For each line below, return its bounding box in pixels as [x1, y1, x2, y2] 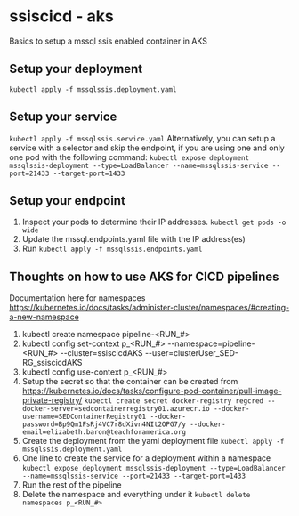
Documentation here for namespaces [9, 293, 146, 303]
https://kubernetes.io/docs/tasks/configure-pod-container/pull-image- [21, 385, 282, 397]
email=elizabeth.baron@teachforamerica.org [21, 428, 187, 437]
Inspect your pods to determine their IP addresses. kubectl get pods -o [21, 216, 287, 228]
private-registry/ [21, 395, 83, 406]
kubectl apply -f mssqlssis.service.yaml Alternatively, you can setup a [9, 133, 276, 143]
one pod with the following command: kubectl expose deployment [9, 151, 250, 162]
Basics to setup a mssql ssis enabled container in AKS [9, 36, 207, 46]
